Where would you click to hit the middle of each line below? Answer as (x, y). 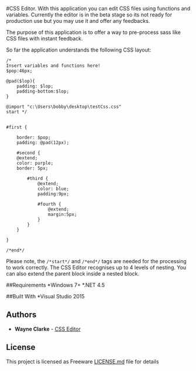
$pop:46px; (19, 71)
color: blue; (53, 189)
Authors (21, 315)
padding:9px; (53, 194)
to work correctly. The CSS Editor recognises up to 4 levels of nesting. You (96, 267)
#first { (17, 127)
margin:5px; (62, 215)
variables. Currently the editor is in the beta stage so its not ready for (89, 15)
